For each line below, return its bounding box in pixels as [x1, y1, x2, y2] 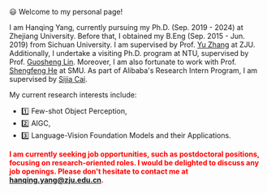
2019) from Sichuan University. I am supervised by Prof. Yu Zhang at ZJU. [9, 40, 256, 49]
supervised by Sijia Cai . [9, 75, 88, 84]
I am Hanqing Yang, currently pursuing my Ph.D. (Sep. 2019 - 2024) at [9, 23, 243, 32]
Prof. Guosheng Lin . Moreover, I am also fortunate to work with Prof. [9, 57, 237, 66]
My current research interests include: [9, 90, 137, 100]
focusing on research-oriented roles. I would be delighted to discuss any [9, 158, 259, 167]
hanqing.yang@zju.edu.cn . [9, 175, 105, 185]
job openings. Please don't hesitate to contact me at [9, 166, 189, 176]
